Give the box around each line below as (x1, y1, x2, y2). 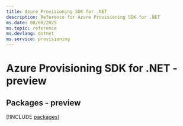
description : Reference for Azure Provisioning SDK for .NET (6, 14, 160, 20)
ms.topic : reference (6, 25, 57, 31)
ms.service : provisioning (6, 36, 70, 42)
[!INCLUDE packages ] (6, 114, 60, 120)
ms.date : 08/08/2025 (6, 20, 57, 25)
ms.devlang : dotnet (6, 31, 54, 37)
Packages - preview (6, 98, 81, 108)
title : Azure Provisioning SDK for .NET (6, 8, 108, 15)
